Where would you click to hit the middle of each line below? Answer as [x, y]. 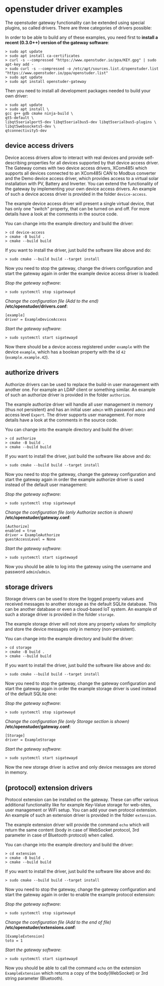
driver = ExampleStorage [30, 740]
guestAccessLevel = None [30, 539]
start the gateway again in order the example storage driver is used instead [81, 689]
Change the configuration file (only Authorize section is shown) [69, 512]
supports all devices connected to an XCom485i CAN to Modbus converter [81, 173]
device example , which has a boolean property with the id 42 [65, 352]
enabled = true [21, 531]
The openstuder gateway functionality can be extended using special [75, 23]
